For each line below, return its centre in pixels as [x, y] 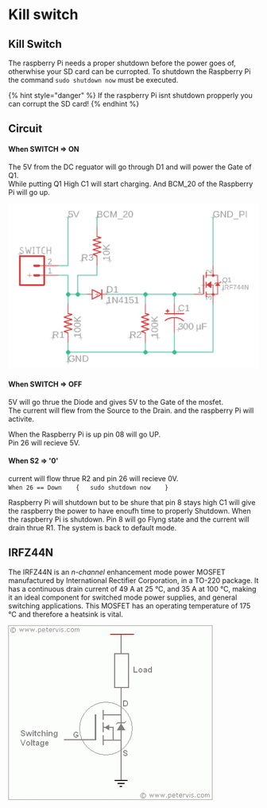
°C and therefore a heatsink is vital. [66, 614]
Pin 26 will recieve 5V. [44, 442]
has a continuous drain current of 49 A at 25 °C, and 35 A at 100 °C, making [132, 589]
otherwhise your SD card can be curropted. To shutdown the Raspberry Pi [130, 72]
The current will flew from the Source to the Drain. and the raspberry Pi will [131, 410]
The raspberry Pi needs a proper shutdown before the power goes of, [122, 63]
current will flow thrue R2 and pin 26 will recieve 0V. [93, 478]
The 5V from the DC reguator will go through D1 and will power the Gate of [130, 167]
